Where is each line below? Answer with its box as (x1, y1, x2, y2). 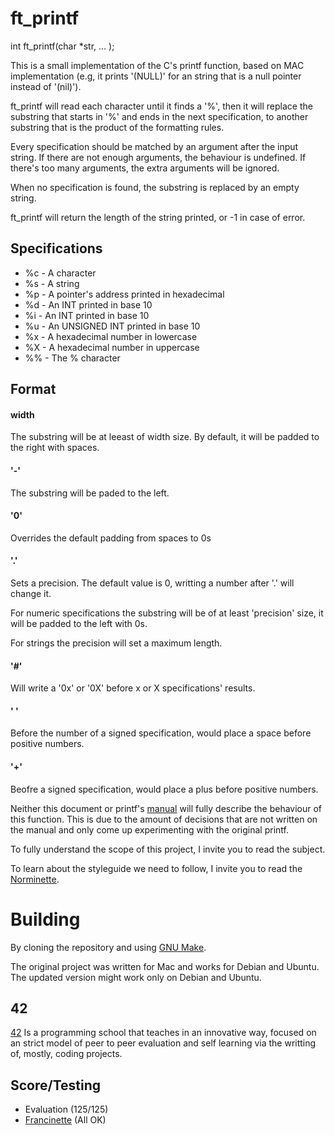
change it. (10, 587, 52, 599)
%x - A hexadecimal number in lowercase (24, 330, 198, 342)
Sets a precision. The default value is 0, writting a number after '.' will (10, 577, 295, 589)
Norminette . (10, 873, 60, 885)
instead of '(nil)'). (10, 80, 82, 92)
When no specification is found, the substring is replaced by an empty (10, 181, 300, 193)
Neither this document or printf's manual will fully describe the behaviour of (10, 802, 323, 814)
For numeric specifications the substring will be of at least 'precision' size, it (10, 607, 324, 619)
